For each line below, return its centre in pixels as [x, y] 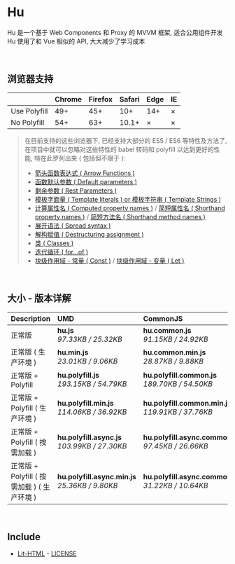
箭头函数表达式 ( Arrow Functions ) [85, 173]
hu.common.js [167, 330]
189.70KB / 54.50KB [178, 384]
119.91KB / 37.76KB [178, 412]
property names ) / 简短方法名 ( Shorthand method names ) [120, 216]
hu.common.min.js [175, 352]
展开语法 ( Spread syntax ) [73, 226]
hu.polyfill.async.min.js [97, 476]
